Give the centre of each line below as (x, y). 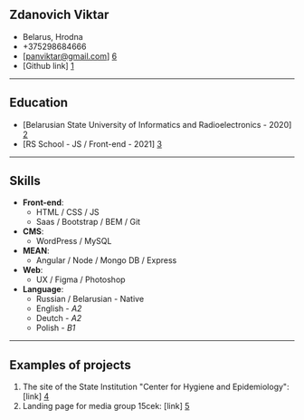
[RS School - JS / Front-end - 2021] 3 (92, 143)
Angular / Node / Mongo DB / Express (106, 260)
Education (39, 103)
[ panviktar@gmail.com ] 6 (70, 56)
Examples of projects (70, 365)
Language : (43, 289)
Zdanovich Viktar (59, 15)
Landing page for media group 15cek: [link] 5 (106, 406)
